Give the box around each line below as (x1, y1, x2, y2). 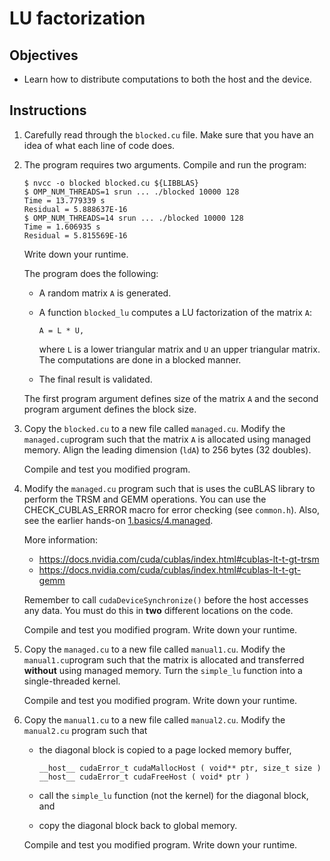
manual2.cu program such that (23, 724, 148, 736)
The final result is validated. (38, 373, 153, 385)
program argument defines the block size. (23, 403, 197, 415)
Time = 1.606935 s (23, 222, 101, 232)
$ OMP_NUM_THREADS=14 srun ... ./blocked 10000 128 (23, 213, 244, 223)
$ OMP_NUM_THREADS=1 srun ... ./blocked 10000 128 (23, 187, 240, 197)
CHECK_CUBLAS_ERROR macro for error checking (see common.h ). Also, (23, 503, 321, 516)
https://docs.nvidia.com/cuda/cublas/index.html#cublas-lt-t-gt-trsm (38, 553, 320, 565)
